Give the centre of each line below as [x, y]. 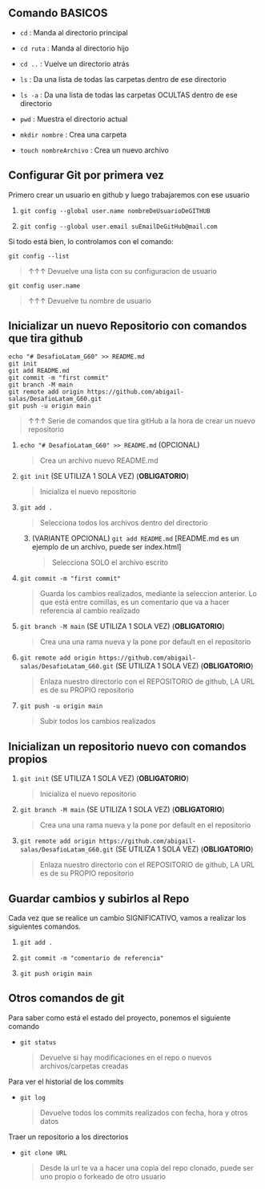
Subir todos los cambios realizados [98, 721]
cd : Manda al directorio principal [74, 32]
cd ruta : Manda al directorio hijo [74, 48]
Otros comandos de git [66, 998]
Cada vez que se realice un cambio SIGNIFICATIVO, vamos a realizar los [127, 918]
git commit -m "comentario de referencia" [92, 958]
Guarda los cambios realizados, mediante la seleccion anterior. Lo [149, 594]
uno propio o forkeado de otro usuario [103, 1176]
